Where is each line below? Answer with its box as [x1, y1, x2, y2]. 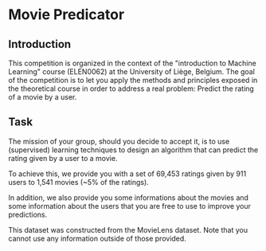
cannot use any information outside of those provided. [8, 233, 187, 243]
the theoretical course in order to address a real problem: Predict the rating [8, 84, 255, 93]
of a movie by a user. [8, 92, 77, 101]
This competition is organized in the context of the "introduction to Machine [8, 58, 256, 68]
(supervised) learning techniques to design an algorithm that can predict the [8, 145, 259, 155]
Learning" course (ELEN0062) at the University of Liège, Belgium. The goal [8, 67, 255, 76]
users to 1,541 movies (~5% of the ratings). [8, 177, 149, 186]
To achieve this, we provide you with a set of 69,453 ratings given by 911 [8, 169, 247, 178]
